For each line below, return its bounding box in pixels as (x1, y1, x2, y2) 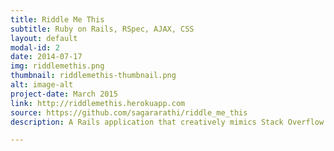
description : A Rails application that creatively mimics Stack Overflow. (10, 117, 329, 127)
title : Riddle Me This (10, 14, 105, 25)
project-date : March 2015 (10, 89, 118, 99)
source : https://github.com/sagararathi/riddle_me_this (10, 107, 248, 118)
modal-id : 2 (10, 42, 60, 53)
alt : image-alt (10, 80, 74, 90)
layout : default (10, 33, 78, 43)
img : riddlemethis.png (10, 61, 105, 71)
